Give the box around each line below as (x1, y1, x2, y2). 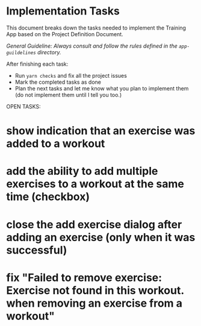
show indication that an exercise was (6, 124, 196, 138)
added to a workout (6, 137, 105, 151)
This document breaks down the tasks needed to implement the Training (6, 24, 187, 31)
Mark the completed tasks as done (14, 78, 101, 86)
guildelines (6, 49, 36, 55)
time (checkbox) (6, 190, 90, 204)
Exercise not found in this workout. (6, 283, 185, 297)
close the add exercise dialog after (6, 218, 182, 231)
